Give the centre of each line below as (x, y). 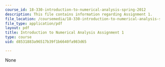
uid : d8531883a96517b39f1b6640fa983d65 (46, 42)
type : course (18, 37)
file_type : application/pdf (34, 23)
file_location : (21, 19)
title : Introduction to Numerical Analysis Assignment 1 (65, 33)
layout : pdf (17, 28)
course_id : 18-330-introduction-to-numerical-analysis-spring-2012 (76, 10)
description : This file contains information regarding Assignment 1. (79, 14)
